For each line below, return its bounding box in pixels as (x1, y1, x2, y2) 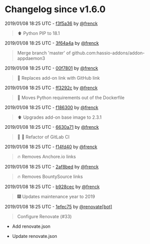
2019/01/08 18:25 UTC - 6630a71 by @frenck (5, 124, 99, 130)
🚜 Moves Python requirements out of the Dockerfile (17, 94, 125, 100)
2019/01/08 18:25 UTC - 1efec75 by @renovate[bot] (5, 203, 113, 210)
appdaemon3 (17, 55, 45, 61)
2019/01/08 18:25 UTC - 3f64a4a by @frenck (5, 40, 99, 46)
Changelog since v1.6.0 (5, 4, 106, 15)
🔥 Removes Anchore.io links (17, 153, 77, 159)
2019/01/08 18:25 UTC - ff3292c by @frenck (5, 85, 98, 91)
